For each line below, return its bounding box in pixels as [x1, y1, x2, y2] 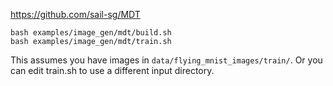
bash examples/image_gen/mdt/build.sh [10, 28, 172, 38]
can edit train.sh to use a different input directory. [10, 65, 215, 76]
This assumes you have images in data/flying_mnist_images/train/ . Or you [10, 54, 323, 66]
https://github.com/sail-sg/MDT [10, 9, 141, 20]
